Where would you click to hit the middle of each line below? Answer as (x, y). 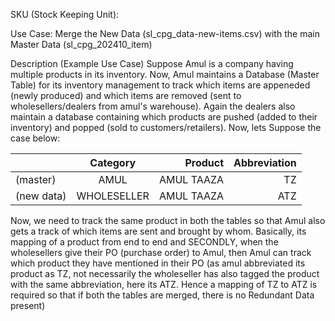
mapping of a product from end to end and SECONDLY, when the (144, 242)
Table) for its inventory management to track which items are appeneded (160, 85)
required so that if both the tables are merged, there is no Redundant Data (162, 295)
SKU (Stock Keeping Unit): (65, 14)
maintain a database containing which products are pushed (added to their (164, 117)
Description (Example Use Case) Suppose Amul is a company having (152, 63)
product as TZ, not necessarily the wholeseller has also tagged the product (165, 273)
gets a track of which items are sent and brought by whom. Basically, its (158, 231)
